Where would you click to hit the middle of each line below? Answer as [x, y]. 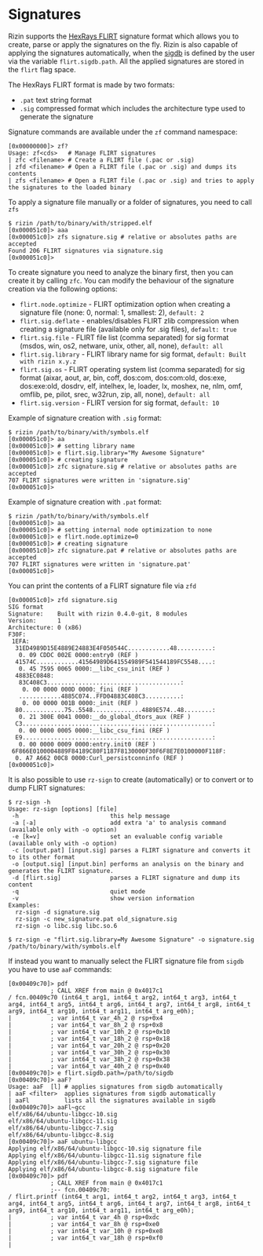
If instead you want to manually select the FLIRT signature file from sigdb [126, 961]
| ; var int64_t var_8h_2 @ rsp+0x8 [86, 1025]
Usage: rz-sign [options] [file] [63, 809]
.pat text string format [56, 100]
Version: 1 [35, 621]
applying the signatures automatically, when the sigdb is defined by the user [131, 53]
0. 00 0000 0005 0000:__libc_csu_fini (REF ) [94, 730]
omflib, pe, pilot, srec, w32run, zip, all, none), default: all [115, 394]
